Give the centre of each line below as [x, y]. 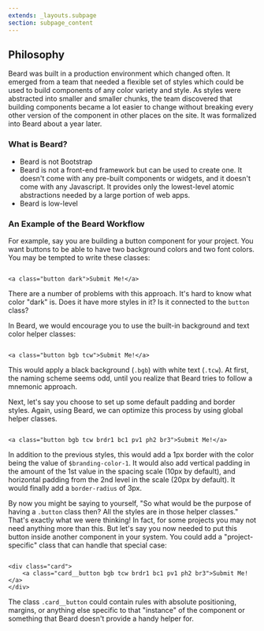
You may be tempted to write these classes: [79, 258]
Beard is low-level [49, 203]
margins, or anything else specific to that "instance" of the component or [127, 610]
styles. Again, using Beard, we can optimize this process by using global [126, 410]
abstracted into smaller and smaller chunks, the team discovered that [120, 98]
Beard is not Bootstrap [56, 161]
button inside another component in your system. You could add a [115, 536]
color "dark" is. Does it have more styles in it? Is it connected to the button [129, 302]
